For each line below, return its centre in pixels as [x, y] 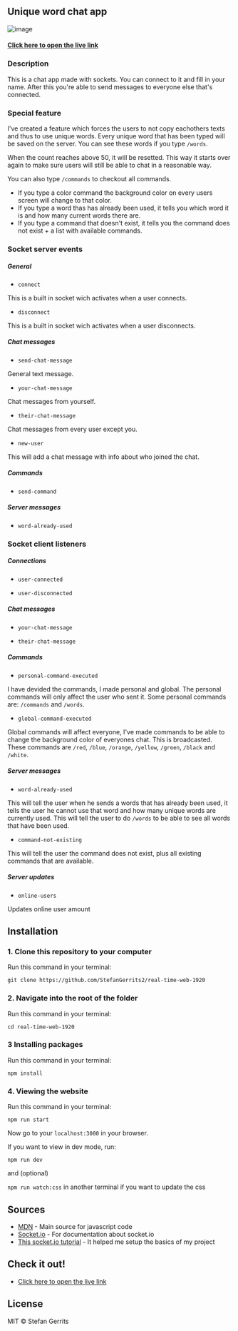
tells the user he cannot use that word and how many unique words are [112, 810]
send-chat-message [45, 360]
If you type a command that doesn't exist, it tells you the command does [124, 223]
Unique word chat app [57, 12]
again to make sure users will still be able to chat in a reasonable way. [110, 165]
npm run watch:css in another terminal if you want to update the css [107, 1187]
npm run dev [25, 1160]
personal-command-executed [58, 676]
